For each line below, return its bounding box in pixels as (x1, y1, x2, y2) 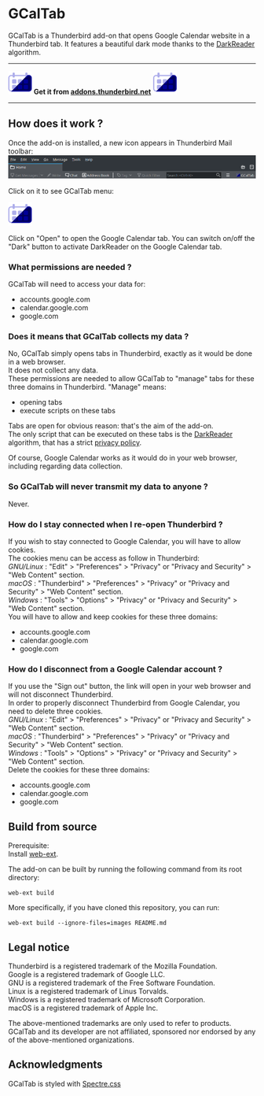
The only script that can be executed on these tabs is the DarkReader (8, 430, 233, 439)
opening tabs (19, 398, 63, 407)
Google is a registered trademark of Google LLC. (8, 969, 165, 979)
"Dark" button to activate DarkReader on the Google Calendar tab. (8, 242, 222, 251)
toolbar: (8, 146, 34, 156)
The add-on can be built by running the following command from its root (8, 865, 242, 874)
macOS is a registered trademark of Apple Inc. (8, 1003, 159, 1013)
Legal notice (8, 940, 70, 953)
